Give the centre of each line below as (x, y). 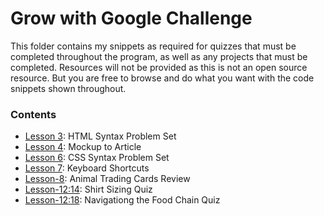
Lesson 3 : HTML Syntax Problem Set (100, 136)
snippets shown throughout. (68, 88)
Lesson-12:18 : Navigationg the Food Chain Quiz (122, 200)
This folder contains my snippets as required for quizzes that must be (153, 46)
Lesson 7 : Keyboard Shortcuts (87, 168)
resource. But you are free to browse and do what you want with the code (162, 78)
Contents (33, 114)
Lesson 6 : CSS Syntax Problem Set (97, 158)
